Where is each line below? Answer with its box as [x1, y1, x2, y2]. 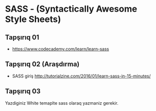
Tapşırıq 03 [5, 87, 41, 95]
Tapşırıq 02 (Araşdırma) [5, 60, 80, 69]
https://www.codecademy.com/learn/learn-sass [12, 46, 109, 52]
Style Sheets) [5, 14, 61, 25]
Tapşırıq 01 [5, 33, 40, 41]
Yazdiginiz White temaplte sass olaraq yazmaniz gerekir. [5, 100, 119, 106]
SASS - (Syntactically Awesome [5, 3, 137, 15]
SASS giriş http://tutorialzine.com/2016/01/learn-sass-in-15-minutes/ [12, 73, 151, 79]
